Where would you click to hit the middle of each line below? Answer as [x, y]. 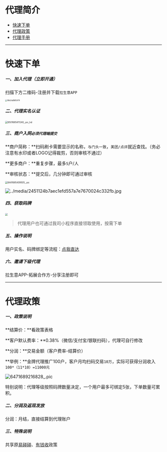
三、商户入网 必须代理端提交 [31, 133]
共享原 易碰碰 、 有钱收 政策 [31, 445]
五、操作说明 [18, 235]
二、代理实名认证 [23, 111]
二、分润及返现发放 [25, 406]
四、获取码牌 [18, 203]
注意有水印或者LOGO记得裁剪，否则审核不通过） [55, 153]
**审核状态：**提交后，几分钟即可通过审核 [49, 174]
